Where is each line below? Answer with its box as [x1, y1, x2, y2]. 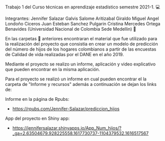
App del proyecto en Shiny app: [5, 116, 70, 121]
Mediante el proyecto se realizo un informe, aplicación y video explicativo [5, 61, 156, 67]
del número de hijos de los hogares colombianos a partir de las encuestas [5, 46, 157, 52]
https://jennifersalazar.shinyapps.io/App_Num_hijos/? [12, 125, 122, 131]
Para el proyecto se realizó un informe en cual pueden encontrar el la [5, 76, 147, 82]
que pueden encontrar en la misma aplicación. [5, 67, 100, 72]
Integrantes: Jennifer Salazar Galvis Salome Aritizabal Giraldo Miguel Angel [5, 15, 159, 21]
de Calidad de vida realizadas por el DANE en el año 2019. [5, 52, 124, 57]
